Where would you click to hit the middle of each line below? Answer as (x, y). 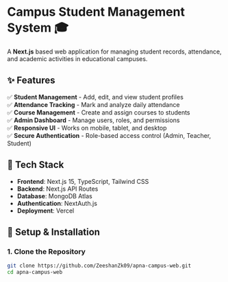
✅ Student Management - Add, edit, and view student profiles (95, 97)
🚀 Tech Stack (36, 165)
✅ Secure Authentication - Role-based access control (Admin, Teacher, (109, 135)
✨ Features (31, 81)
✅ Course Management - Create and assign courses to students (99, 112)
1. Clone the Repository (46, 251)
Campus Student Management (96, 12)
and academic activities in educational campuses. (77, 58)
